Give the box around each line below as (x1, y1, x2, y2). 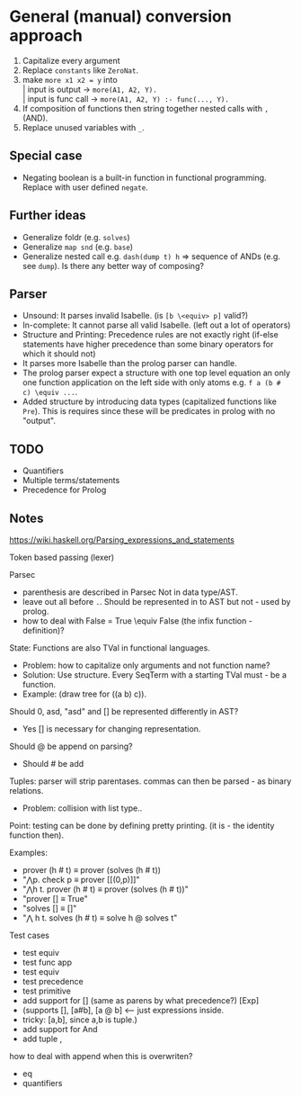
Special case (9, 148, 83, 164)
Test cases (9, 930, 49, 940)
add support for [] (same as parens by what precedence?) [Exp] (22, 995, 260, 1005)
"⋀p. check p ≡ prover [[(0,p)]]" (22, 875, 140, 885)
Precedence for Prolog (22, 484, 107, 496)
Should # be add (22, 759, 84, 769)
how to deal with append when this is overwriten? (9, 1051, 193, 1061)
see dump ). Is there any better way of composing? (22, 260, 205, 271)
